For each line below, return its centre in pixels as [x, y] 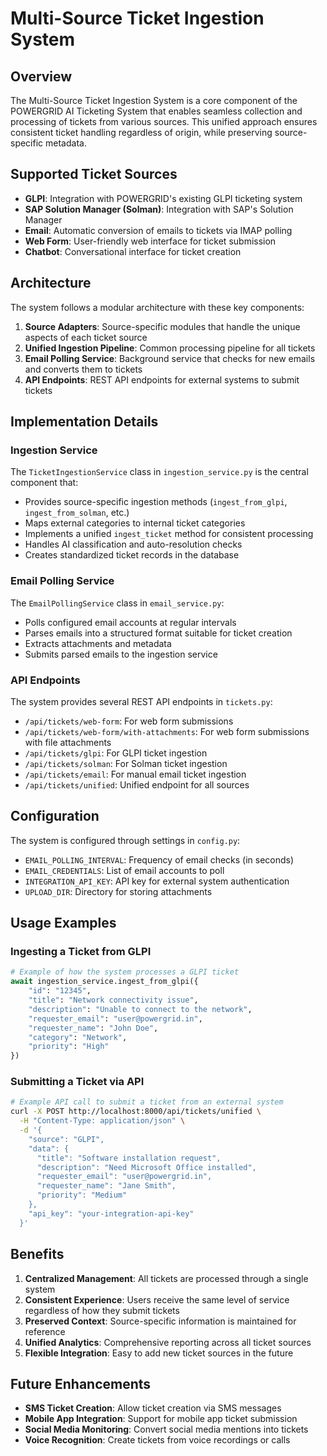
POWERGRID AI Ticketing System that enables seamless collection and [156, 111]
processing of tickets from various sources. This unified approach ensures [164, 121]
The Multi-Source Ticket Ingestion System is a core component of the [154, 100]
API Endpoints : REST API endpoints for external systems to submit [162, 379]
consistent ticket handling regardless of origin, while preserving [141, 132]
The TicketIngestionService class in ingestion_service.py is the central [159, 472]
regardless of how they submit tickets [102, 1310]
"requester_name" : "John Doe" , [93, 1028]
